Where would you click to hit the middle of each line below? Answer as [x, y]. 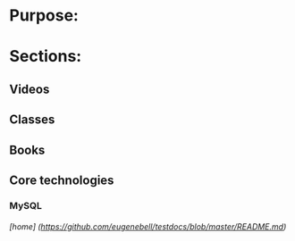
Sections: [46, 57]
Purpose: [44, 16]
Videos [29, 89]
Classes [32, 120]
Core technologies [62, 180]
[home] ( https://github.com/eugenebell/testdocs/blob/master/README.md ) [148, 227]
